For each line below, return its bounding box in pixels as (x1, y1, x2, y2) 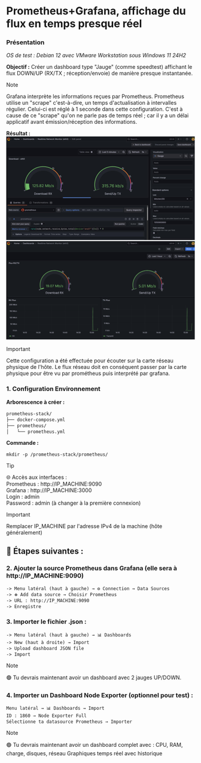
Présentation (6, 38, 45, 47)
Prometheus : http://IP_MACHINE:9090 (6, 480, 102, 487)
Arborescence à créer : (6, 398, 65, 405)
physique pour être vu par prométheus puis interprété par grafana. (6, 370, 170, 377)
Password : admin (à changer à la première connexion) (6, 499, 141, 506)
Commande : (6, 439, 39, 446)
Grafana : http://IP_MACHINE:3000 (6, 486, 92, 494)
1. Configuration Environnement (6, 384, 100, 393)
